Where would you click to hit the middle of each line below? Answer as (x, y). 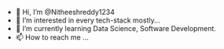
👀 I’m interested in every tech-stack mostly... (88, 20)
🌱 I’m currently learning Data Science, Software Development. (116, 28)
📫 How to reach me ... (52, 37)
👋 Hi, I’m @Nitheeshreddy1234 (65, 12)
